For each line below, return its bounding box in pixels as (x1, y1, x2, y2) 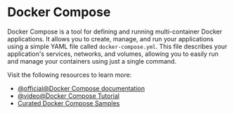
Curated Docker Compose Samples (17, 99, 120, 107)
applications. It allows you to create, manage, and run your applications (7, 34, 214, 43)
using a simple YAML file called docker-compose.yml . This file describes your (7, 42, 228, 50)
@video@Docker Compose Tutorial (17, 92, 119, 100)
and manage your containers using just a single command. (7, 57, 177, 65)
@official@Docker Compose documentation (17, 84, 145, 92)
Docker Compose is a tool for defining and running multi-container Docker (7, 27, 223, 36)
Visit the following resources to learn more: (7, 71, 132, 79)
